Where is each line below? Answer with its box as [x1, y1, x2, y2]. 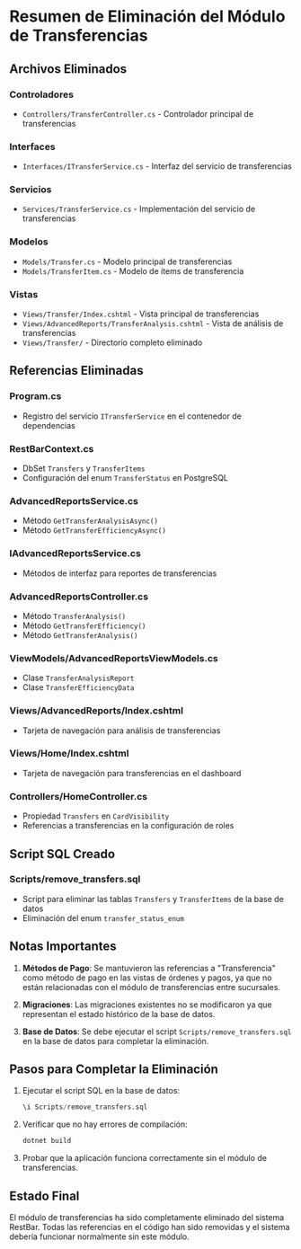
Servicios [9, 183, 52, 196]
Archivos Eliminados [9, 61, 128, 76]
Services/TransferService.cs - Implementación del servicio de [22, 204, 256, 215]
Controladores [9, 88, 75, 101]
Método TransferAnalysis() [22, 610, 127, 621]
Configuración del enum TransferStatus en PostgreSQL [22, 473, 229, 483]
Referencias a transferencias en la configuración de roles [22, 820, 235, 831]
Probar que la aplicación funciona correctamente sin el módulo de [22, 1153, 268, 1164]
